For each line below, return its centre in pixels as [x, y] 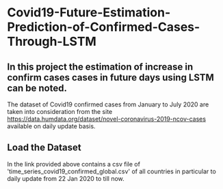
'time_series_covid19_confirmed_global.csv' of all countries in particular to [112, 171]
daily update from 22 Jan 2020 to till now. [66, 178]
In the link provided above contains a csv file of [74, 164]
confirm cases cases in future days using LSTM [110, 77]
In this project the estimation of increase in [100, 67]
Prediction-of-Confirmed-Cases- [104, 27]
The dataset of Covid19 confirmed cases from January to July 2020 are [108, 104]
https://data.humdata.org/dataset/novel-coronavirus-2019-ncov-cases [107, 119]
